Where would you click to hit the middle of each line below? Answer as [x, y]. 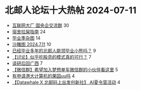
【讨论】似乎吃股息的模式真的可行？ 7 [52, 57]
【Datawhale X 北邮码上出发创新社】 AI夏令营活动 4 [66, 82]
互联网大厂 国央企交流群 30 [40, 25]
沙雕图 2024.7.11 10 [32, 44]
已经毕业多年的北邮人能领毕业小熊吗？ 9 [54, 51]
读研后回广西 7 [27, 63]
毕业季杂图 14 [26, 38]
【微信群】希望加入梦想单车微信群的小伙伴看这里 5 [65, 69]
